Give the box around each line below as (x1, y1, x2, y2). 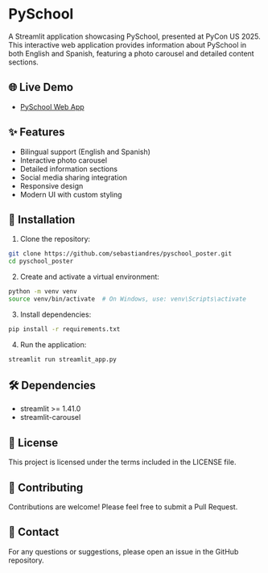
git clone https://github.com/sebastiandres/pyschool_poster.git (8, 250, 232, 258)
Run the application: (19, 339, 87, 349)
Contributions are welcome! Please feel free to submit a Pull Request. (8, 502, 238, 512)
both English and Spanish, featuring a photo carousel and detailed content (8, 48, 255, 58)
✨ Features (8, 126, 65, 139)
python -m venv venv (8, 288, 78, 296)
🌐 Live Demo (8, 81, 74, 94)
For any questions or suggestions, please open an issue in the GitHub (8, 546, 239, 556)
